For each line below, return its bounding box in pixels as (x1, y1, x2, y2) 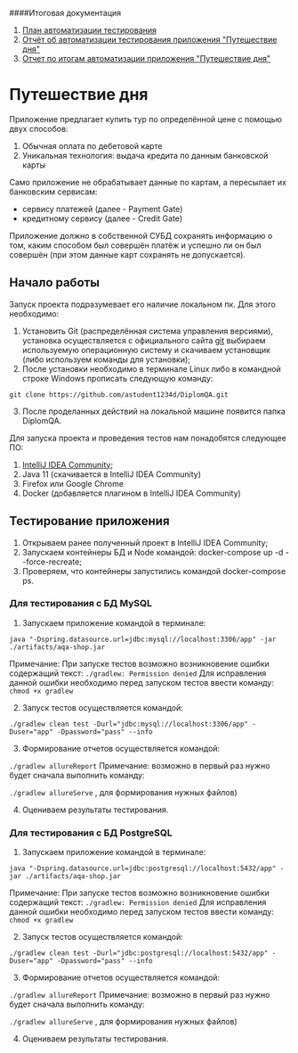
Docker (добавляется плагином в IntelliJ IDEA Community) (21, 488, 242, 498)
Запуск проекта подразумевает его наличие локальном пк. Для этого (9, 299, 276, 309)
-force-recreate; (21, 556, 83, 567)
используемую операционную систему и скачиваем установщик (21, 344, 271, 355)
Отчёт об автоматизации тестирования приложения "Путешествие (21, 35, 278, 45)
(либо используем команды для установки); (21, 354, 191, 365)
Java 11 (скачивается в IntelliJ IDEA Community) (21, 468, 202, 480)
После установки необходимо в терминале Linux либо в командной (21, 363, 282, 374)
